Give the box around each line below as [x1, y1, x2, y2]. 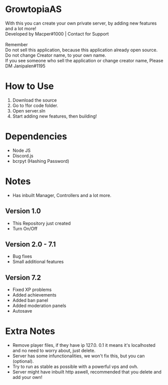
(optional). [12, 358, 34, 364]
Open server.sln [12, 108, 46, 114]
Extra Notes [5, 326, 55, 337]
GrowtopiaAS [5, 4, 62, 15]
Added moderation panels [12, 303, 67, 309]
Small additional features [12, 259, 64, 265]
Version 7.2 [5, 273, 41, 282]
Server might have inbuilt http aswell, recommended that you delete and [12, 369, 162, 375]
